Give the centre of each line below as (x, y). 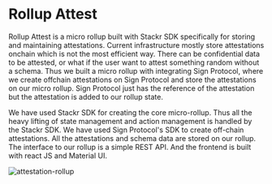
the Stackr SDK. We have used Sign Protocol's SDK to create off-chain (126, 130)
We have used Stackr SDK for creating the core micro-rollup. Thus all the (130, 112)
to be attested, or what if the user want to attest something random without (134, 62)
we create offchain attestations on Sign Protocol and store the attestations (133, 79)
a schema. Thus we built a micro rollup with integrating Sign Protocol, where (136, 71)
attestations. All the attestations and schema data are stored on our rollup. (132, 138)
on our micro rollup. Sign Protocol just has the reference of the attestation (132, 88)
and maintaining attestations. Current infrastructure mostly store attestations (136, 45)
